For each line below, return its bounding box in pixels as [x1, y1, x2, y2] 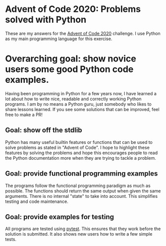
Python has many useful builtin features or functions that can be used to [5, 139, 153, 145]
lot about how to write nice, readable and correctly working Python [5, 96, 142, 102]
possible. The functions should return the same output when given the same [5, 187, 161, 194]
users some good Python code [5, 63, 134, 75]
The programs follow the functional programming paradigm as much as [5, 183, 151, 188]
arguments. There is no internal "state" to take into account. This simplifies [5, 193, 158, 199]
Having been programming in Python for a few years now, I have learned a [5, 90, 157, 96]
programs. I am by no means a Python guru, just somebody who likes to [5, 101, 152, 107]
